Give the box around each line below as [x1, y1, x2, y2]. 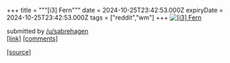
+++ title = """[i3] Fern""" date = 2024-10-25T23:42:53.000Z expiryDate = [6, 6, 224, 14]
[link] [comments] [6, 34, 58, 43]
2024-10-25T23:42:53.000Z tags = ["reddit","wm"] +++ [6, 13, 169, 22]
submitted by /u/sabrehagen [6, 27, 89, 35]
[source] [6, 48, 32, 56]
